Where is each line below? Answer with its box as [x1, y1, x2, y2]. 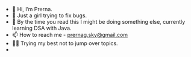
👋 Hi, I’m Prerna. [11, 6, 52, 12]
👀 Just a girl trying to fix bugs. [11, 12, 87, 19]
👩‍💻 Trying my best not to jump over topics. [11, 40, 119, 47]
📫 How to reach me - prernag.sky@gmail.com [11, 31, 128, 38]
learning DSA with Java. [11, 24, 72, 31]
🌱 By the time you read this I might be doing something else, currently [11, 18, 186, 25]
